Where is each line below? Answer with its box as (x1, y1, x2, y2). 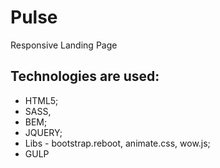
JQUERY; (24, 126, 63, 138)
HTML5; (24, 94, 59, 106)
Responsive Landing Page (10, 39, 118, 51)
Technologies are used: (10, 68, 160, 85)
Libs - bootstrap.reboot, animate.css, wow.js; (24, 137, 211, 149)
